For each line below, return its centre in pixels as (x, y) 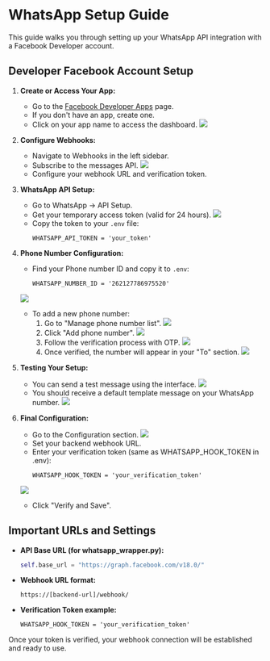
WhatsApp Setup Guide (89, 15)
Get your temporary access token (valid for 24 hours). (122, 215)
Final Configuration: (54, 418)
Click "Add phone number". (89, 333)
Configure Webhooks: (58, 140)
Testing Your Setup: (54, 367)
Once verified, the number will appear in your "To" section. (142, 352)
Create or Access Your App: (68, 90)
